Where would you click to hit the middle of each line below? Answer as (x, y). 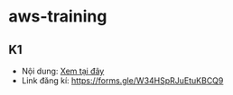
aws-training (58, 17)
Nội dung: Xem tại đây (63, 71)
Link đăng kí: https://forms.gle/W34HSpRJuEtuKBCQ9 (122, 81)
